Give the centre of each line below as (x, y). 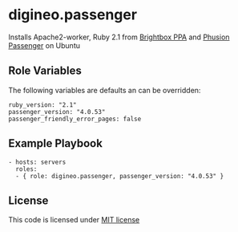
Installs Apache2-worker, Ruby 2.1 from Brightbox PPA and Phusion (119, 37)
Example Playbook (55, 143)
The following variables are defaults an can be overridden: (105, 90)
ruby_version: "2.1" (43, 105)
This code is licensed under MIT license (74, 220)
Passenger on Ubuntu (44, 45)
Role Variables (45, 71)
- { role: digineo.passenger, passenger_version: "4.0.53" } (120, 176)
